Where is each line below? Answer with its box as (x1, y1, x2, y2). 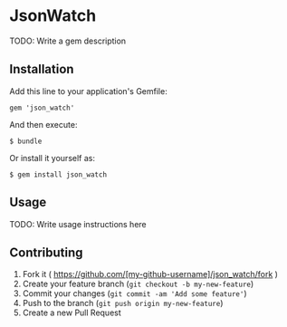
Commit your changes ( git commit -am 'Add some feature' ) (22, 288, 247, 299)
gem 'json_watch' (9, 103, 75, 112)
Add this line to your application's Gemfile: (9, 85, 167, 96)
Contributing (9, 245, 83, 260)
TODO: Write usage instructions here (9, 218, 147, 229)
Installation (9, 62, 74, 77)
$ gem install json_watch (9, 169, 107, 179)
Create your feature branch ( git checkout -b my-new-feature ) (22, 278, 254, 290)
